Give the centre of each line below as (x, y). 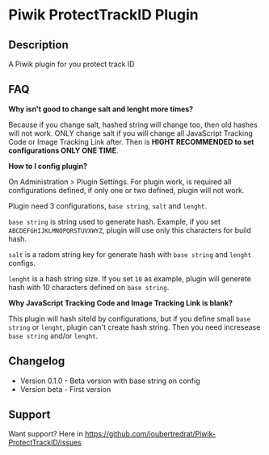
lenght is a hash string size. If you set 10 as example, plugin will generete (130, 278)
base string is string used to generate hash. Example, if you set (114, 221)
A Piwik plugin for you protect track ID (71, 64)
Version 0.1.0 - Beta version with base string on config (110, 381)
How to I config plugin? (48, 166)
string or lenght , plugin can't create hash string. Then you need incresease (134, 327)
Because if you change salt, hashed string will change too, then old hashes (133, 124)
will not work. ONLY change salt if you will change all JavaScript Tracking (130, 133)
